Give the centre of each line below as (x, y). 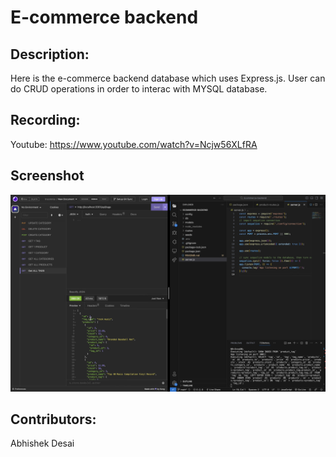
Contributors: (53, 419)
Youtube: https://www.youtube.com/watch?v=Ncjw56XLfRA (134, 144)
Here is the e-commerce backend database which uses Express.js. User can (168, 78)
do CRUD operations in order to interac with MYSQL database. (139, 89)
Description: (50, 54)
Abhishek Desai (42, 443)
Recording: (45, 120)
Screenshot (47, 176)
